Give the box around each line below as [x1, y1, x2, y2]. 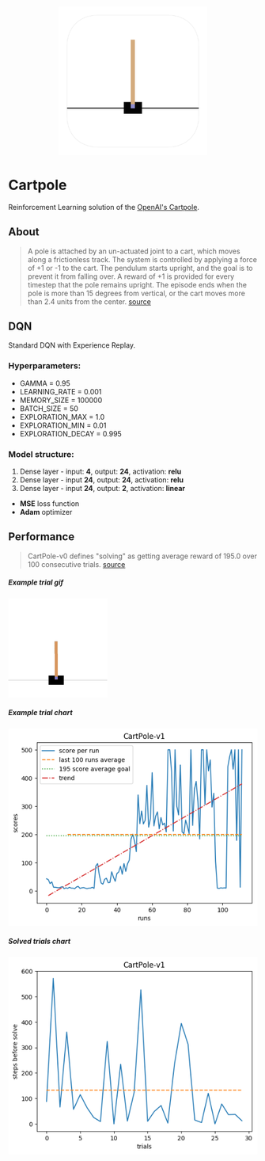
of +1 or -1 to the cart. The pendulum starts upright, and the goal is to [27, 263, 253, 272]
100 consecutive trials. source [27, 559, 126, 569]
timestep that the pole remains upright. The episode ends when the [27, 280, 248, 289]
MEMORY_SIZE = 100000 [19, 395, 103, 405]
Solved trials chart [8, 937, 71, 946]
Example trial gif [8, 577, 64, 588]
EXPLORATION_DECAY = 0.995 [19, 428, 123, 438]
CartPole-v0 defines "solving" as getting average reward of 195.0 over [27, 551, 257, 561]
